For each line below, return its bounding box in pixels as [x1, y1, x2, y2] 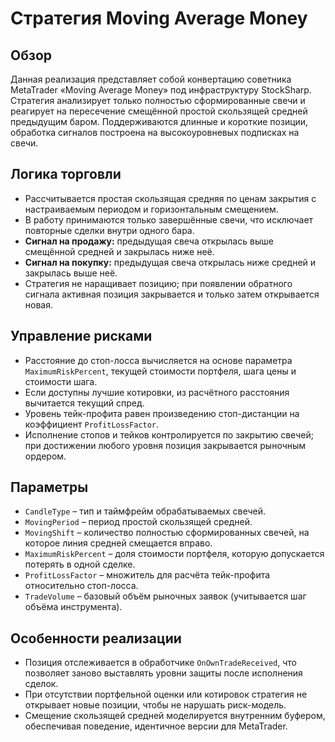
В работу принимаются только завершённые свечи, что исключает [24, 213, 314, 226]
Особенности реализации [10, 630, 182, 647]
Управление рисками [10, 328, 153, 345]
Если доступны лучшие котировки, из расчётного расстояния [24, 386, 290, 398]
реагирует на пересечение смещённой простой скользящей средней [10, 105, 308, 117]
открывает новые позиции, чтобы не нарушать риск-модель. [24, 699, 287, 711]
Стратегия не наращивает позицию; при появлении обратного [24, 277, 293, 289]
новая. [24, 298, 53, 311]
